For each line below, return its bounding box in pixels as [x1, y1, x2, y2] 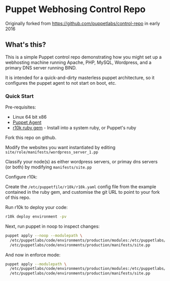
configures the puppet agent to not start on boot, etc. [5, 80, 116, 86]
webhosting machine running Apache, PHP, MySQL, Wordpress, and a [5, 59, 152, 65]
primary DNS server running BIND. [5, 64, 77, 71]
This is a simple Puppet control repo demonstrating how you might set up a [5, 54, 162, 60]
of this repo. [5, 194, 31, 201]
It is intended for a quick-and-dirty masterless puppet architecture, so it [5, 75, 155, 81]
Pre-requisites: [5, 104, 36, 110]
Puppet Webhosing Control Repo [5, 4, 146, 15]
